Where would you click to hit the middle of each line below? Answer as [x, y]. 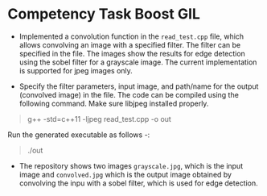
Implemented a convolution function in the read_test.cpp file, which [131, 36]
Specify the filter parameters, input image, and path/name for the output [139, 86]
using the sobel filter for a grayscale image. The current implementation [138, 62]
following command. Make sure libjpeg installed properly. [114, 103]
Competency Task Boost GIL [104, 14]
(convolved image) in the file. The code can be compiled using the [129, 94]
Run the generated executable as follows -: [79, 135]
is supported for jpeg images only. [76, 70]
